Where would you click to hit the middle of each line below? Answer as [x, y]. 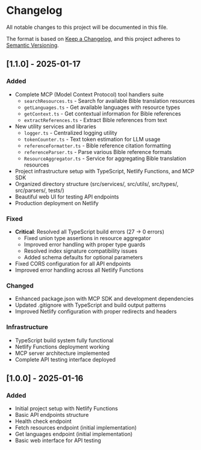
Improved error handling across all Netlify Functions [79, 270]
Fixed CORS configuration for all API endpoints [73, 264]
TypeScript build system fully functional [64, 340]
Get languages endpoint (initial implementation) [74, 434]
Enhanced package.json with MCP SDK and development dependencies [104, 299]
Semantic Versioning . [32, 45]
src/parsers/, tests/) [39, 190]
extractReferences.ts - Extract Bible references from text [95, 120]
